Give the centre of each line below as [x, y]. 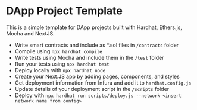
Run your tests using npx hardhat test [62, 64]
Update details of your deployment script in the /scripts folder [92, 89]
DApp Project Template [65, 11]
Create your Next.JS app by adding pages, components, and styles [97, 76]
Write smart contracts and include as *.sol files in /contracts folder [97, 45]
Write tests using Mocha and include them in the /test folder [89, 57]
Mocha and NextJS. [30, 33]
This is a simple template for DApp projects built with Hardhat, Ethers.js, [94, 27]
